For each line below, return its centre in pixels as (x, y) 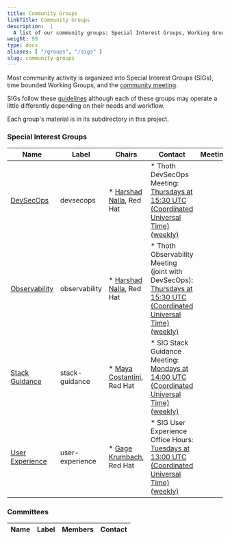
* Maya (121, 369)
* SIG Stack (169, 343)
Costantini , (126, 377)
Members (78, 529)
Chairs (126, 154)
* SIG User (168, 423)
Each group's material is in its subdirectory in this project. (88, 119)
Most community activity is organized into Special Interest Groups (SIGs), (111, 78)
